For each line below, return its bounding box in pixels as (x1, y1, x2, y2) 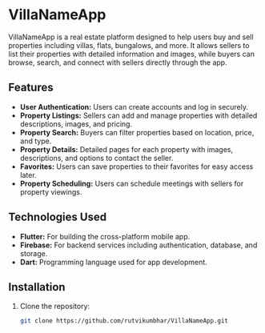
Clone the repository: (19, 302, 90, 311)
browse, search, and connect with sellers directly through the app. (8, 58, 227, 67)
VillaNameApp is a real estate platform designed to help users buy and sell (8, 32, 254, 42)
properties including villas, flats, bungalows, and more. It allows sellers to (8, 40, 250, 50)
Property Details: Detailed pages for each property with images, (19, 144, 234, 154)
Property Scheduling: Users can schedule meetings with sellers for (19, 179, 244, 188)
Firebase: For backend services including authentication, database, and (19, 240, 258, 250)
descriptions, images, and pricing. (19, 118, 133, 129)
